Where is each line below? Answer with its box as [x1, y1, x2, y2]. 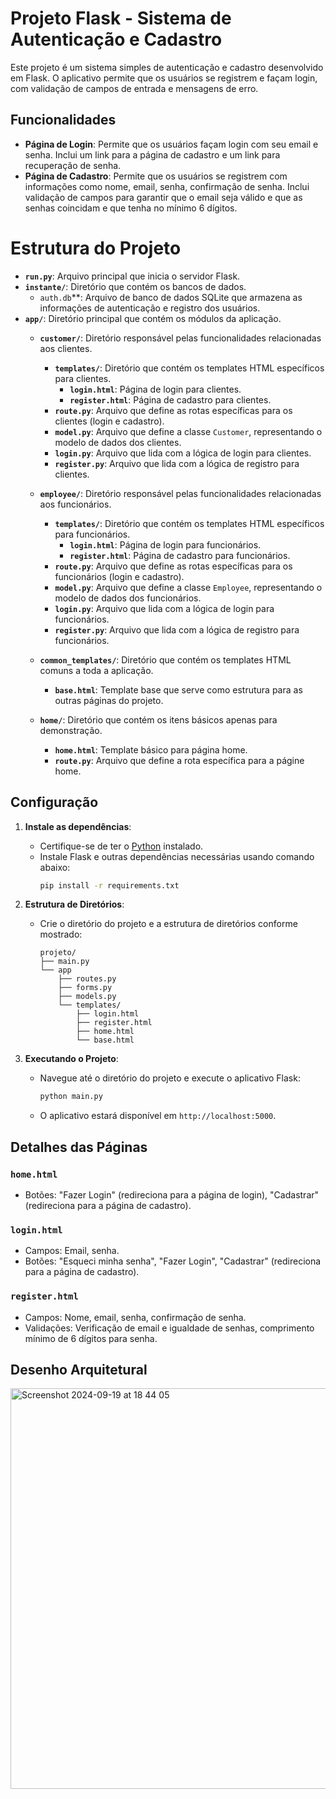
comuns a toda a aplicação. [39, 664, 154, 676]
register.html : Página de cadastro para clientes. [69, 393, 272, 406]
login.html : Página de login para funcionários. [69, 538, 262, 551]
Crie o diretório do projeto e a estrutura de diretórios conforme [39, 918, 298, 930]
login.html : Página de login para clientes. [69, 383, 242, 395]
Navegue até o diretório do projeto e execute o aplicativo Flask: [39, 1072, 301, 1084]
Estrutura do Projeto [10, 237, 182, 259]
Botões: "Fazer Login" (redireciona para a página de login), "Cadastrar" [24, 1188, 320, 1201]
